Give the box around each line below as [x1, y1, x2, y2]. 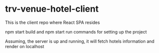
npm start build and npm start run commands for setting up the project [5, 29, 147, 35]
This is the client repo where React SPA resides [5, 19, 100, 25]
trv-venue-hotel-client [5, 3, 99, 15]
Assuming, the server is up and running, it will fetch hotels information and [5, 38, 155, 44]
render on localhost [5, 43, 44, 49]
